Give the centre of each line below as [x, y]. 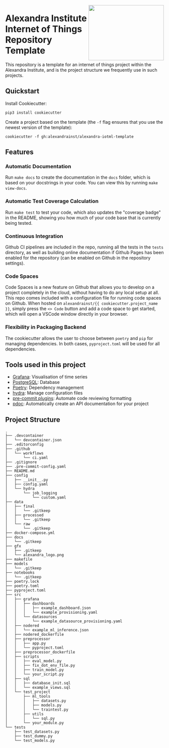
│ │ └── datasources [31, 617]
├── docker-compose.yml [30, 533]
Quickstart [22, 91]
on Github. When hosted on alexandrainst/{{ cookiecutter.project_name [82, 304]
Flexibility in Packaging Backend [46, 327]
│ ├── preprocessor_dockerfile [40, 652]
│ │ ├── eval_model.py [33, 661]
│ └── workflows [24, 454]
